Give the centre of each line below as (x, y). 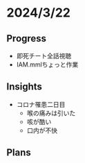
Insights (25, 87)
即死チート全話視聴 (44, 56)
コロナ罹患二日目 (41, 104)
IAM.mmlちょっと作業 (47, 65)
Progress (26, 38)
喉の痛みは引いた (51, 113)
